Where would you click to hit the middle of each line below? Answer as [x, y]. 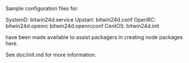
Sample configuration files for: [42, 8]
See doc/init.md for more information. [51, 55]
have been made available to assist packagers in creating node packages [94, 37]
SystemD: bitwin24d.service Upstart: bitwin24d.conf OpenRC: [81, 20]
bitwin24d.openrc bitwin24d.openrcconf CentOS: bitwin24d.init [82, 26]
